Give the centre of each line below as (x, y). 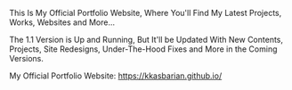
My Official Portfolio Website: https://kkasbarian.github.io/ (116, 76)
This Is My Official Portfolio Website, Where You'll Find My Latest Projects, (146, 13)
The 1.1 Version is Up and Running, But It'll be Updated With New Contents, (146, 40)
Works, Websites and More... (62, 22)
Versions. (27, 58)
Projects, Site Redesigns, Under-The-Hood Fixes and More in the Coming (143, 49)
